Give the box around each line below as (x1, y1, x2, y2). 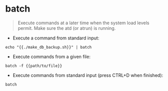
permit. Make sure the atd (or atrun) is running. (17, 25, 116, 31)
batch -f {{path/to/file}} (5, 63, 62, 68)
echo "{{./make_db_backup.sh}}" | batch (5, 44, 92, 50)
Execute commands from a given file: (12, 54, 91, 60)
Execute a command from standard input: (12, 35, 99, 41)
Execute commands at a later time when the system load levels (17, 20, 150, 26)
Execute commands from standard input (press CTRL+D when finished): (12, 72, 163, 78)
